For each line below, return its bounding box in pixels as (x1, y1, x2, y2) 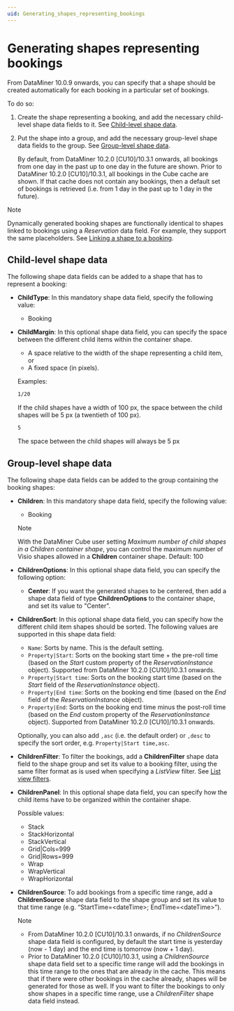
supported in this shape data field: (17, 630, 117, 638)
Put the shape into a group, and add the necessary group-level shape (17, 133, 218, 142)
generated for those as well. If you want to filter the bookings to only (27, 982, 225, 990)
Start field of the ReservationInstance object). (27, 681, 160, 689)
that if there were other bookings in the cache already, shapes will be (27, 974, 227, 982)
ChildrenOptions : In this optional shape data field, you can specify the (17, 565, 221, 574)
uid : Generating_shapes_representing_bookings (7, 10, 145, 17)
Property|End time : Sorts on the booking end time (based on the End (27, 688, 226, 696)
